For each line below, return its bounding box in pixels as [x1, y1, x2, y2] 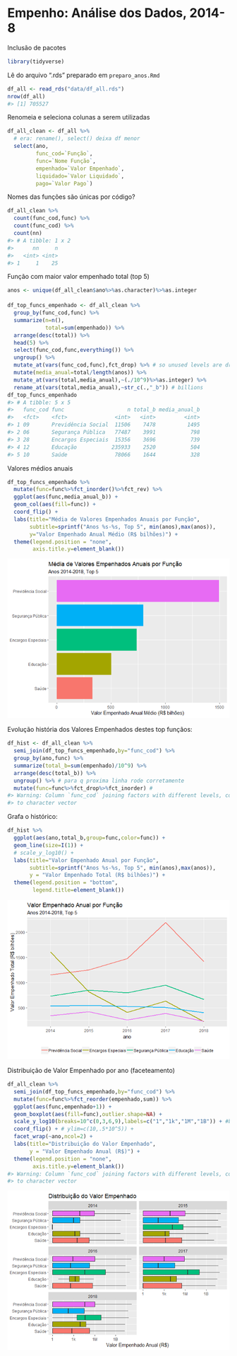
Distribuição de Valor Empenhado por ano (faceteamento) [7, 1067, 175, 1075]
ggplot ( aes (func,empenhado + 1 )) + [13, 1103, 112, 1110]
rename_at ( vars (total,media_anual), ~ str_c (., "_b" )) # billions [13, 384, 203, 391]
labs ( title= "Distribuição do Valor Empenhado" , [13, 1141, 157, 1148]
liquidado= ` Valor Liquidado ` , [35, 172, 125, 180]
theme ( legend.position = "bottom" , [13, 879, 119, 886]
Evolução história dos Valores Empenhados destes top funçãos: [7, 725, 193, 734]
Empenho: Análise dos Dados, [7, 5, 187, 21]
